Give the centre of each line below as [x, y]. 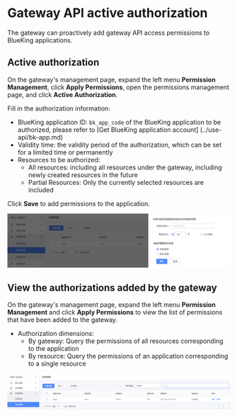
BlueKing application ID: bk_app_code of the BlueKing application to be [119, 122]
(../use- [211, 130]
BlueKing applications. [40, 40]
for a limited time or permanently [65, 152]
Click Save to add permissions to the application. [79, 203]
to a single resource [57, 364]
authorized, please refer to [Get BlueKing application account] [108, 130]
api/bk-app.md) [40, 137]
